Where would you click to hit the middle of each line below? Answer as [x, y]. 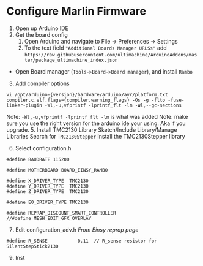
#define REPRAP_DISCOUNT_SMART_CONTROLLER [61, 213]
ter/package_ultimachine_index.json [71, 60]
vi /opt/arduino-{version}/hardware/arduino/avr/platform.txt [87, 94]
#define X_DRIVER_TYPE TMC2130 [47, 181]
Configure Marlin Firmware [76, 11]
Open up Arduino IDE [42, 28]
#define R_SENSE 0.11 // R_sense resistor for [82, 241]
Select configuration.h [43, 148]
